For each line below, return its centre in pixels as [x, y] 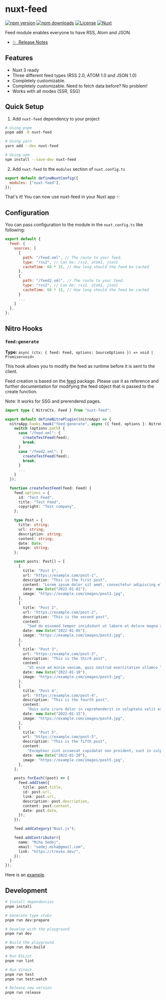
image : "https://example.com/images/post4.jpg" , [74, 718]
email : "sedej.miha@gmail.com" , [51, 847]
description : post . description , [56, 801]
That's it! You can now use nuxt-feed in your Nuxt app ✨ [62, 197]
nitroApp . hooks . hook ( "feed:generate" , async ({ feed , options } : [78, 424]
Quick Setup [24, 107]
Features [19, 58]
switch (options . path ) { [40, 429]
